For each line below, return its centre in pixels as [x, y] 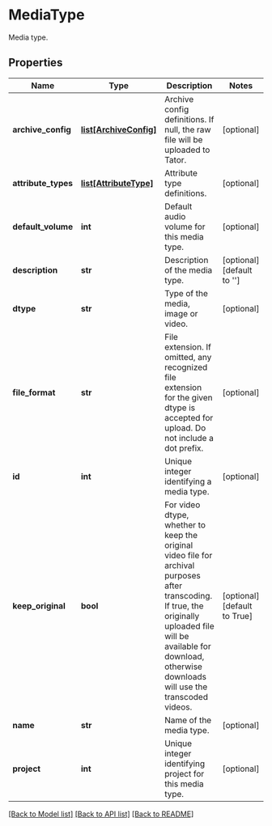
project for [185, 773]
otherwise [183, 667]
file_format [34, 392]
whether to [185, 525]
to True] [238, 616]
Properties [36, 63]
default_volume [43, 227]
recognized [186, 367]
